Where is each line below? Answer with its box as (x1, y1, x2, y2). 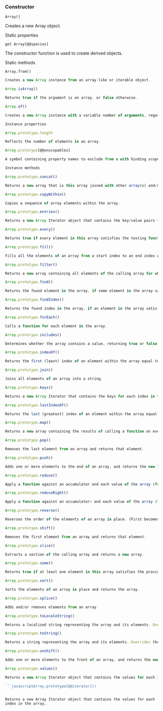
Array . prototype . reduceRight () (5, 491, 68, 495)
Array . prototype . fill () (5, 244, 53, 249)
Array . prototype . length (5, 130, 53, 135)
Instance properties (5, 122, 47, 127)
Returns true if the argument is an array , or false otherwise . (5, 95, 138, 100)
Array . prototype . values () (5, 666, 57, 671)
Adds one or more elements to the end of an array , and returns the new (5, 464, 155, 469)
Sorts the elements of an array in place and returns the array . (5, 587, 140, 592)
